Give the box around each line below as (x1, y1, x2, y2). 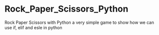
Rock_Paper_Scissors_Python (4, 3, 129, 15)
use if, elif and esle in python (4, 24, 62, 30)
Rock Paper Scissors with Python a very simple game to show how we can (4, 19, 154, 25)
